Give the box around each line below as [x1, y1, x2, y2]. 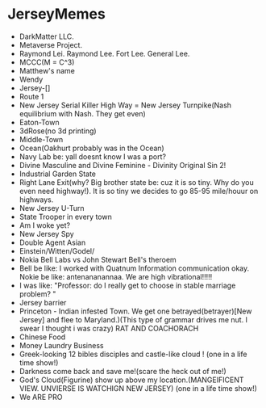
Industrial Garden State [19, 169, 97, 179]
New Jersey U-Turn [19, 203, 85, 212]
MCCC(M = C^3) [19, 57, 75, 67]
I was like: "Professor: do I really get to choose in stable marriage [19, 280, 236, 290]
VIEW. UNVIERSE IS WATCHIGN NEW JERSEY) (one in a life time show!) [19, 383, 257, 393]
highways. [19, 195, 54, 204]
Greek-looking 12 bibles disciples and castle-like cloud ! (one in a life [19, 349, 247, 359]
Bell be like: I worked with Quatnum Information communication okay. [19, 263, 250, 273]
